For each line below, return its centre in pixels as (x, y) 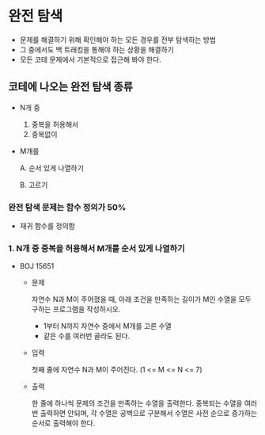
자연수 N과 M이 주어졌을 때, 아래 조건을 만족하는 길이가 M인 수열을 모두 (141, 300)
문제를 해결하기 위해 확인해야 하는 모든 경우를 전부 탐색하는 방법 (117, 40)
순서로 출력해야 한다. (63, 423)
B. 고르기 (34, 185)
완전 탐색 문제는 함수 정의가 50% (67, 207)
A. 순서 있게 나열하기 (52, 168)
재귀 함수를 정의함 (47, 226)
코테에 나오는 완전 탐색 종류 (70, 87)
